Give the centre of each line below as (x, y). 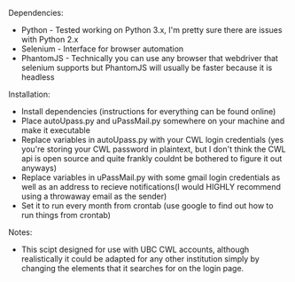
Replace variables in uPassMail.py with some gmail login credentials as (151, 177)
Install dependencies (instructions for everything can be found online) (148, 111)
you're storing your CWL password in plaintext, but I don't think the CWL (153, 149)
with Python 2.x (50, 39)
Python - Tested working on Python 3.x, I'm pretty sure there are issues (151, 30)
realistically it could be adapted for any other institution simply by (140, 259)
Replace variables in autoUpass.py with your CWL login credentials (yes (152, 140)
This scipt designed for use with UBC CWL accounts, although (135, 249)
